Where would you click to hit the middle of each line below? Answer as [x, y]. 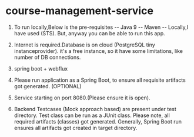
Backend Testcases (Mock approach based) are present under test [95, 109]
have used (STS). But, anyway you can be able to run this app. [89, 33]
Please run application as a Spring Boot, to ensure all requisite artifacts [100, 80]
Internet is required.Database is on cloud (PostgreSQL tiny [84, 45]
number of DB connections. [47, 57]
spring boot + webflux [41, 68]
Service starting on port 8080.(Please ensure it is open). [82, 98]
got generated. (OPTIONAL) [48, 86]
